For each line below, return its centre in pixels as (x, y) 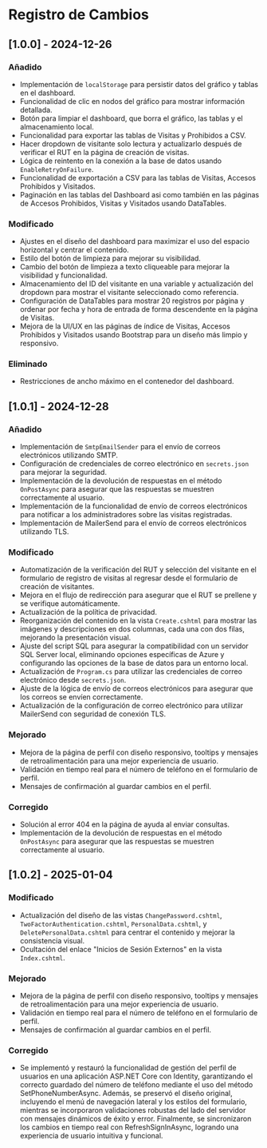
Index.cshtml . (42, 958)
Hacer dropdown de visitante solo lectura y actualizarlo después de (131, 143)
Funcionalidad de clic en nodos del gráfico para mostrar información (132, 101)
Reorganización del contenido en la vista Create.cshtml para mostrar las (138, 620)
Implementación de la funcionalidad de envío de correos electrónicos (133, 506)
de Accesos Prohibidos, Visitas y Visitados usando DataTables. (123, 203)
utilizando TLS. (44, 532)
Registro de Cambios (79, 15)
